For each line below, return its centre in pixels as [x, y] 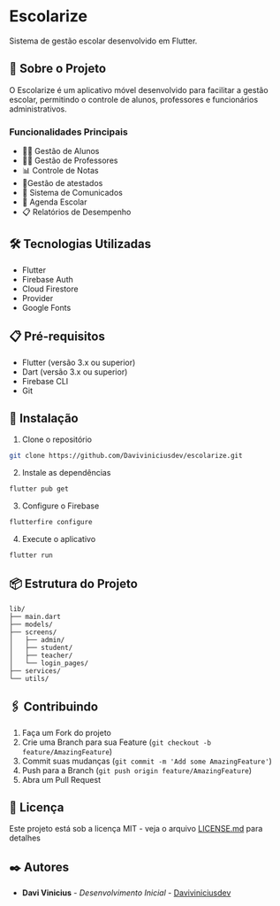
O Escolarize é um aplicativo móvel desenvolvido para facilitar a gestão [139, 89]
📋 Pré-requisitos [57, 337]
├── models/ [31, 624]
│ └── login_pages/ [49, 663]
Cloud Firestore [50, 289]
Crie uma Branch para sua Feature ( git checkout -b [117, 742]
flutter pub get [39, 489]
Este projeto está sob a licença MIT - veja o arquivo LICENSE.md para [136, 829]
